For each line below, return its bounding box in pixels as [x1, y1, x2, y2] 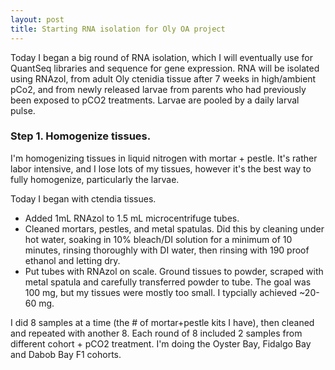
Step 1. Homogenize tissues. [10, 129, 152, 143]
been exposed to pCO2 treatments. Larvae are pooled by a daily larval [10, 94, 300, 106]
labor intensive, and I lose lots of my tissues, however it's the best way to [10, 162, 312, 175]
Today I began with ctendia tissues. [10, 192, 157, 205]
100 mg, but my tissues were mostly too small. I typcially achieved [24, 286, 298, 298]
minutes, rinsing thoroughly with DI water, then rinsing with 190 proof [24, 244, 310, 256]
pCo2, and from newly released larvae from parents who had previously [10, 83, 307, 95]
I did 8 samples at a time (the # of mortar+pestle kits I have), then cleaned [10, 316, 315, 328]
